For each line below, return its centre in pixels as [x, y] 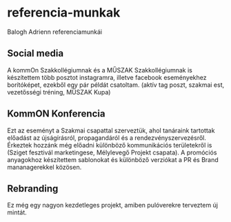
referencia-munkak [64, 13]
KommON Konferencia [56, 114]
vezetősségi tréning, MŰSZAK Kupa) [59, 92]
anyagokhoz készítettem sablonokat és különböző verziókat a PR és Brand [113, 159]
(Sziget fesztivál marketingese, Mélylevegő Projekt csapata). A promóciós [112, 152]
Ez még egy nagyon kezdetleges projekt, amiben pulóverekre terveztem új [113, 205]
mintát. [17, 212]
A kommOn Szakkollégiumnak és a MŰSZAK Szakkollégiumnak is [100, 70]
